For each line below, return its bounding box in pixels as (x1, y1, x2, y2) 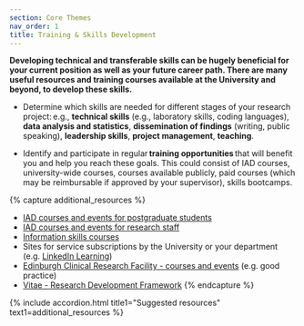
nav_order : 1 (9, 22, 59, 31)
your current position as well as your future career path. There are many (9, 64, 289, 75)
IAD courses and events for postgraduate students (22, 212, 212, 223)
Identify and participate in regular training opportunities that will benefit (22, 148, 293, 159)
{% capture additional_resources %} (9, 194, 146, 205)
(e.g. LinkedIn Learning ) (22, 251, 113, 262)
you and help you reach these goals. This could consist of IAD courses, (22, 158, 290, 169)
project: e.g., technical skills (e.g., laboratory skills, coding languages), (22, 111, 289, 123)
